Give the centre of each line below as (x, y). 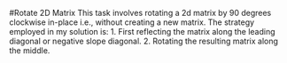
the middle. (30, 51)
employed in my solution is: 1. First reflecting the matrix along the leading (143, 31)
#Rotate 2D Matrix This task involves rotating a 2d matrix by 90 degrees (140, 13)
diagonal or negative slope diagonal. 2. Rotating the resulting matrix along (144, 41)
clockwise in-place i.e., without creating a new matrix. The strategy (132, 22)
